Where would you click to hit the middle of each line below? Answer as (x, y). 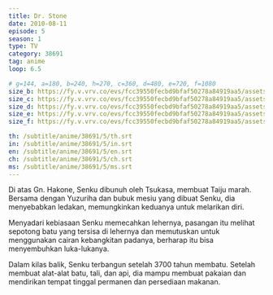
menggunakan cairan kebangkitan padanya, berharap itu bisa (111, 240)
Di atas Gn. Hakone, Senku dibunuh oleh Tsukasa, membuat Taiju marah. (130, 190)
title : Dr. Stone (38, 16)
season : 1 (25, 39)
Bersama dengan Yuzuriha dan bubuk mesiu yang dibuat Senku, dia (122, 198)
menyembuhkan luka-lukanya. (59, 249)
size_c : (22, 99)
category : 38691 (36, 54)
